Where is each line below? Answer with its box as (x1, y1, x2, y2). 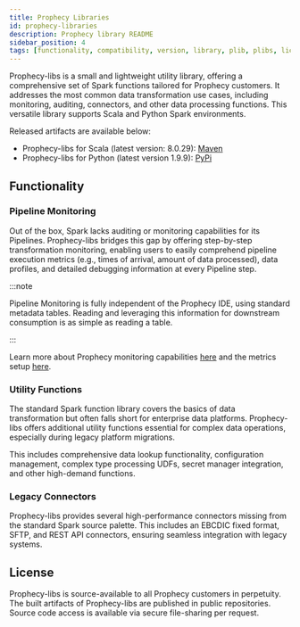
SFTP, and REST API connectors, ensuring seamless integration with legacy (9, 530, 287, 540)
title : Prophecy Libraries (9, 12, 110, 22)
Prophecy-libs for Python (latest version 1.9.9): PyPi (21, 153, 212, 163)
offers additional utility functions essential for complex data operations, (23, 423, 287, 433)
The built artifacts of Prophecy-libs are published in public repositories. (9, 598, 271, 609)
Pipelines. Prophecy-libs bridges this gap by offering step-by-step (9, 235, 253, 245)
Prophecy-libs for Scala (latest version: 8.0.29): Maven (21, 144, 223, 154)
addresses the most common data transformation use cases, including (9, 90, 269, 101)
